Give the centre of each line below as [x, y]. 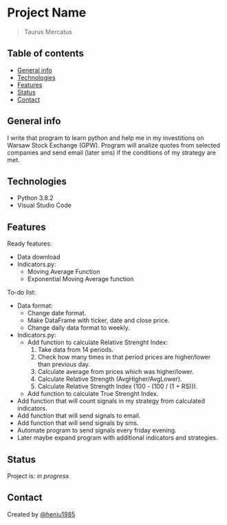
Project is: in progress [38, 476]
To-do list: [22, 293]
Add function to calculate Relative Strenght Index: [98, 342]
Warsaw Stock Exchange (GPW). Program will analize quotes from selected [114, 145]
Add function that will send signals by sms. [78, 423]
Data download [39, 257]
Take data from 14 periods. [76, 350]
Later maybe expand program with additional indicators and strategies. [117, 438]
